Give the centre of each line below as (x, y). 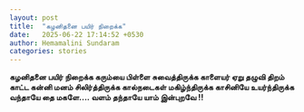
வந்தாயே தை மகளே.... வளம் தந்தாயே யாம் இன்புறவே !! (107, 98)
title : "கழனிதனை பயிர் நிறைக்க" (68, 26)
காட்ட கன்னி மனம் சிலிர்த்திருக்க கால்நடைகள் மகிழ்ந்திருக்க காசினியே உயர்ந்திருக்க (152, 88)
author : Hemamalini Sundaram (64, 43)
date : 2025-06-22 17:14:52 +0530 (77, 34)
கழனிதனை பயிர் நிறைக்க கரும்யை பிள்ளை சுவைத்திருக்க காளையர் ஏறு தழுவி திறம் (147, 77)
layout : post (34, 18)
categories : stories (49, 51)
